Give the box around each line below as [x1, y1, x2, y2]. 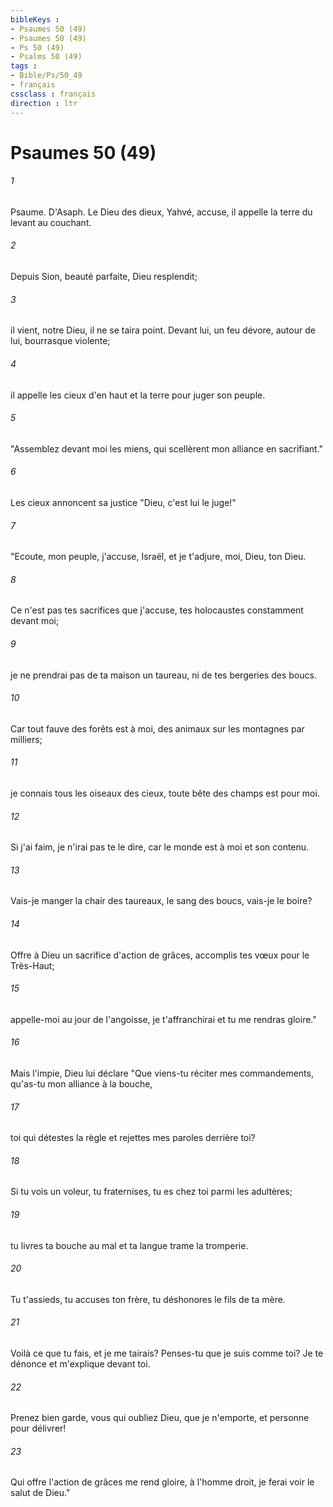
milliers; [10, 733, 43, 745]
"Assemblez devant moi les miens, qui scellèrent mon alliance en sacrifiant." [10, 442, 323, 455]
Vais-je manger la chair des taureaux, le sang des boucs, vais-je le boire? [10, 895, 313, 907]
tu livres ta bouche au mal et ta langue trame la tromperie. [10, 1239, 249, 1251]
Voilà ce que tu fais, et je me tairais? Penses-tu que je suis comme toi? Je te [10, 1347, 324, 1359]
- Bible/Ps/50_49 [10, 71, 83, 81]
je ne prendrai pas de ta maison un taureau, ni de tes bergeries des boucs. [10, 669, 317, 681]
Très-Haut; [10, 959, 55, 971]
